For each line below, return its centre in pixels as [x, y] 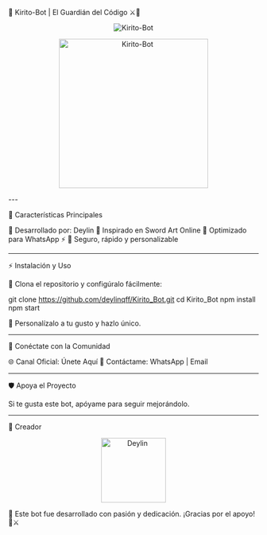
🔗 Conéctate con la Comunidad [59, 346]
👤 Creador [25, 427]
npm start [24, 308]
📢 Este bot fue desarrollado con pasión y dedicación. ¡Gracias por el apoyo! [132, 514]
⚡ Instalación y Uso [40, 266]
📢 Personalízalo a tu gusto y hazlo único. [75, 323]
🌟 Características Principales [56, 215]
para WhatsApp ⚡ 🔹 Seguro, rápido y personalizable [93, 239]
